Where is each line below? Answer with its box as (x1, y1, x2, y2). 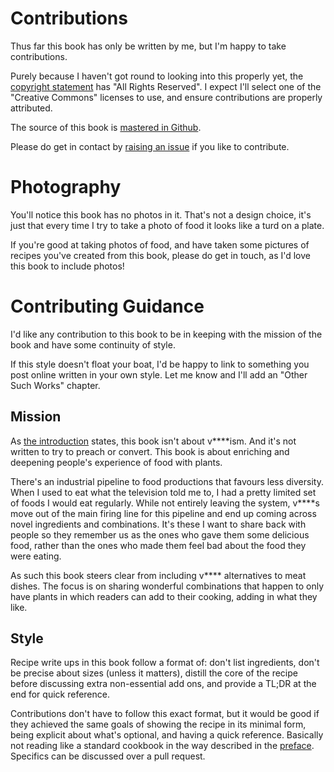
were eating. (10, 550, 62, 562)
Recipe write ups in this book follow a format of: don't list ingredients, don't (10, 657, 320, 669)
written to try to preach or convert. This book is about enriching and (10, 445, 290, 457)
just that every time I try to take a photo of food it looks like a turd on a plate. (10, 219, 325, 231)
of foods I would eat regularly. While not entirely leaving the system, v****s (10, 497, 320, 509)
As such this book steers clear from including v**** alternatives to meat (10, 569, 307, 581)
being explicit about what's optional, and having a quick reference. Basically (10, 729, 324, 741)
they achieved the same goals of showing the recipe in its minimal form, (10, 718, 307, 731)
